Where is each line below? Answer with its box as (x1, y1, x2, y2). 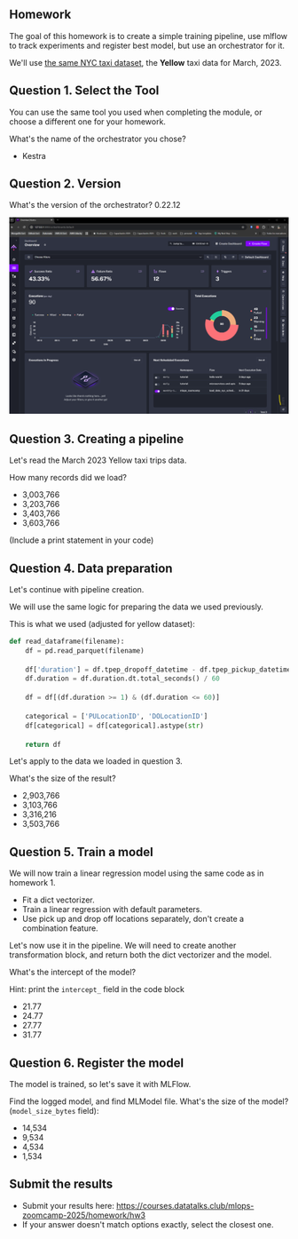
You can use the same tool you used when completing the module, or (9, 107, 263, 117)
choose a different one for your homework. (9, 115, 167, 127)
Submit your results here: (21, 1200, 115, 1211)
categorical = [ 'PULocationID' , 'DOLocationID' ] (25, 711, 208, 720)
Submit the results (9, 1177, 114, 1192)
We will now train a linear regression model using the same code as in (9, 868, 264, 878)
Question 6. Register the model (9, 1055, 184, 1070)
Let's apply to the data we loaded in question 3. (9, 756, 184, 766)
